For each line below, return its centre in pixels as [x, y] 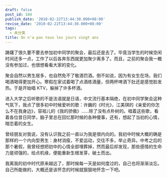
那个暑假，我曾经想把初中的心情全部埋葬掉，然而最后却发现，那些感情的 [79, 146]
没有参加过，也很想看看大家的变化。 [42, 65]
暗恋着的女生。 [20, 123]
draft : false [19, 10]
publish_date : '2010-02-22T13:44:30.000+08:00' [55, 19]
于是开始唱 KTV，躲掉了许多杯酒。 [49, 88]
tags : [11, 28]
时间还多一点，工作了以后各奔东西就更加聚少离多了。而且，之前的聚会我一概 [83, 58]
